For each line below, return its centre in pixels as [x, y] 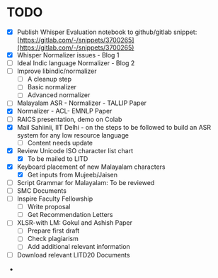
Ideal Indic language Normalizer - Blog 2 [76, 63]
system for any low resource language [73, 135]
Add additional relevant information [79, 247]
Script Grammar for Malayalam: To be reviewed [86, 182]
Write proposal [49, 207]
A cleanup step [50, 79]
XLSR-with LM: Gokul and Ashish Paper [74, 223]
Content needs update [60, 143]
